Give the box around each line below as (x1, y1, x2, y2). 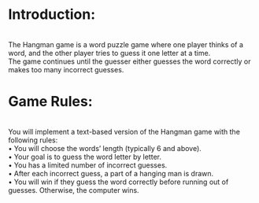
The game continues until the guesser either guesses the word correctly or (8, 57, 251, 66)
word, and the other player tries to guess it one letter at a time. (8, 48, 211, 57)
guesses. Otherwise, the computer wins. (8, 185, 139, 194)
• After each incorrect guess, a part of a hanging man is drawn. (8, 168, 214, 178)
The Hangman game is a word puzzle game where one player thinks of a (8, 39, 244, 49)
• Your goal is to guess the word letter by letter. (8, 152, 161, 161)
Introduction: (8, 6, 96, 24)
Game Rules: (8, 93, 93, 111)
